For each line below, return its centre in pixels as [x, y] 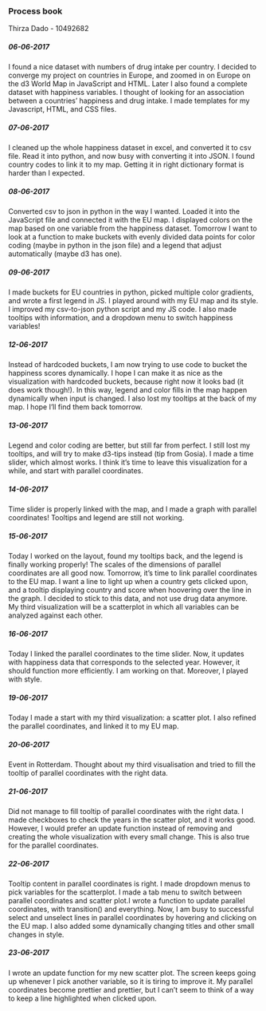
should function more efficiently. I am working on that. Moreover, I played [128, 671]
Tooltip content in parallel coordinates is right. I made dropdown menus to [129, 883]
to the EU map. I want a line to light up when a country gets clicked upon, [128, 582]
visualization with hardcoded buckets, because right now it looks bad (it [126, 381]
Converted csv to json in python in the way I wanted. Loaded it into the [124, 211]
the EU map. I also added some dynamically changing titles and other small [131, 926]
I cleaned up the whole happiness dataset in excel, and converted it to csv [130, 148]
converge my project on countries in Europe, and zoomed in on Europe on [129, 75]
